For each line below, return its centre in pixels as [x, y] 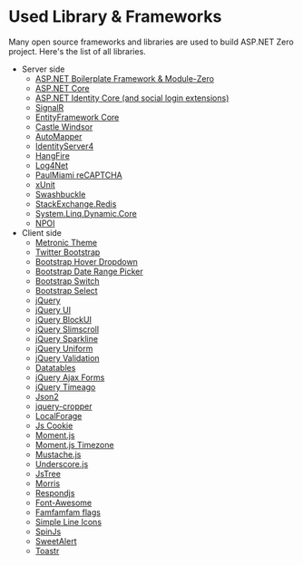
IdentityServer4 [64, 146]
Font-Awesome [64, 502]
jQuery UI [53, 309]
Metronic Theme [66, 242]
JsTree [48, 473]
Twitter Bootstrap [68, 252]
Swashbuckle [60, 194]
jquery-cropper [64, 406]
